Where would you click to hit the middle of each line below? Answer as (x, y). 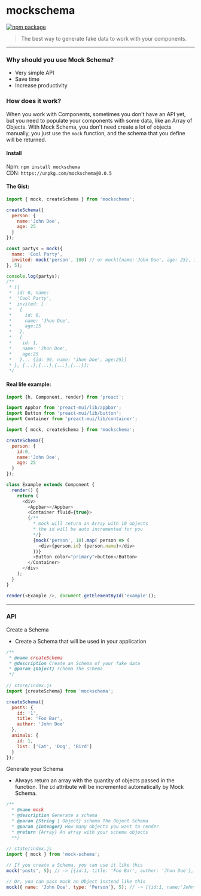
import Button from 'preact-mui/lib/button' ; (64, 414)
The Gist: (18, 187)
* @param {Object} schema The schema (56, 669)
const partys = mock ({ (34, 249)
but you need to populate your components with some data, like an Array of (99, 120)
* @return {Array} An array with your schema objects (80, 832)
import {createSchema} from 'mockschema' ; (60, 691)
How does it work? (34, 101)
